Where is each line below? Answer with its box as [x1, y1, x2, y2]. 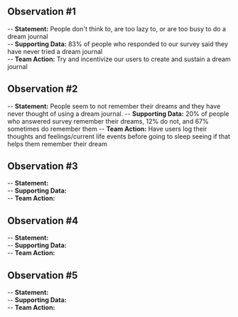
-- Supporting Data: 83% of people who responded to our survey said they [7, 39, 229, 48]
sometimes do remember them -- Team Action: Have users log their [7, 124, 207, 133]
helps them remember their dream [7, 139, 108, 148]
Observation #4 [7, 215, 79, 227]
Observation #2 [7, 83, 78, 95]
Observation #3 [7, 160, 78, 173]
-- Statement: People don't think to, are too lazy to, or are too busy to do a [7, 24, 226, 33]
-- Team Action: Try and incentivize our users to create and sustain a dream [7, 55, 231, 63]
